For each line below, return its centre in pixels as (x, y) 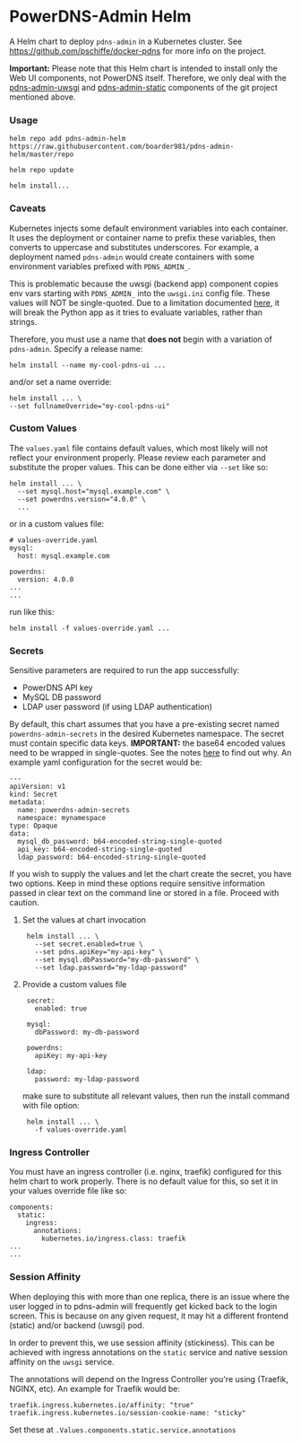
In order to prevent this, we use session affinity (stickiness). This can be (142, 1343)
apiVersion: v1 (38, 787)
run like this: (32, 611)
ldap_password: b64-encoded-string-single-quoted (112, 858)
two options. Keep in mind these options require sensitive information (138, 884)
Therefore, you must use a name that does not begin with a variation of (141, 339)
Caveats (28, 208)
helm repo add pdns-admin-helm (68, 139)
